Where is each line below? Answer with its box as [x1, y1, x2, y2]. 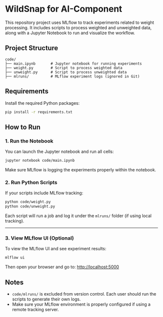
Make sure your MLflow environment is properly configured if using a [12, 301, 151, 307]
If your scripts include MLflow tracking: [5, 190, 83, 196]
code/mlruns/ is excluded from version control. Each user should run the [12, 291, 157, 297]
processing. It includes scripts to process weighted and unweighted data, [5, 24, 152, 30]
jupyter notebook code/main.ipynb [5, 158, 75, 163]
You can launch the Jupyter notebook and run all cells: [5, 149, 114, 154]
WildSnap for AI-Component [5, 3, 122, 15]
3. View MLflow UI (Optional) [5, 235, 74, 242]
